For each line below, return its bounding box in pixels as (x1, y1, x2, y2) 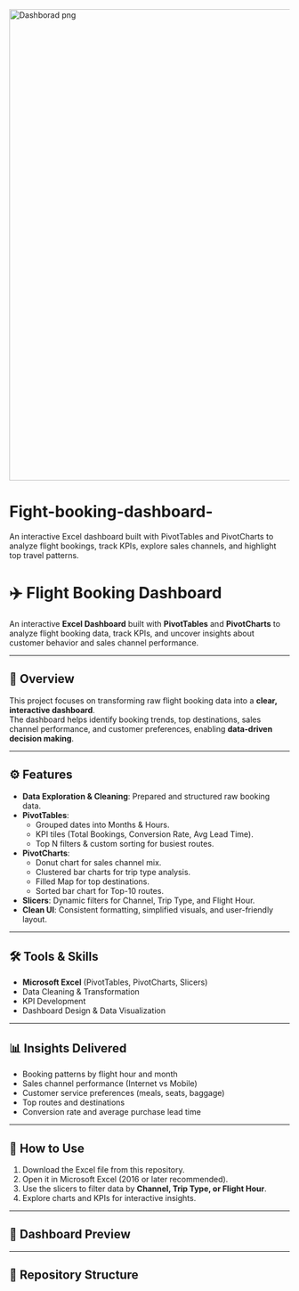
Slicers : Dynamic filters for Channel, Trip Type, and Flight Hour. (21, 895, 255, 905)
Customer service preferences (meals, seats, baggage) (21, 1088, 225, 1099)
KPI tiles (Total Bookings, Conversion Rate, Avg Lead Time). (35, 828, 254, 840)
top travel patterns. (9, 549, 79, 560)
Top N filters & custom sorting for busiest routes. (35, 838, 214, 848)
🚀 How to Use (9, 1141, 85, 1156)
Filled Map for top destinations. (35, 876, 149, 887)
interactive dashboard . (9, 704, 95, 715)
